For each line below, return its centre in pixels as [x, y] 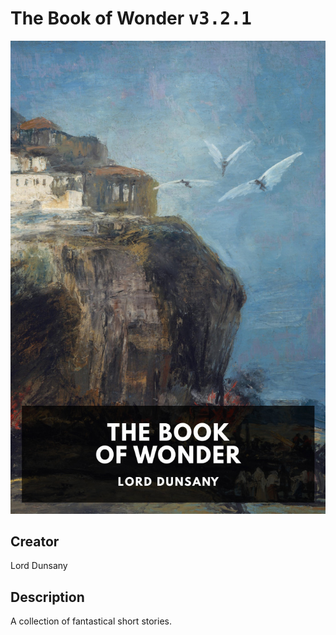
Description [47, 597]
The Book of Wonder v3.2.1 [131, 18]
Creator [35, 542]
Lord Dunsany [39, 566]
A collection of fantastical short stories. [91, 621]
